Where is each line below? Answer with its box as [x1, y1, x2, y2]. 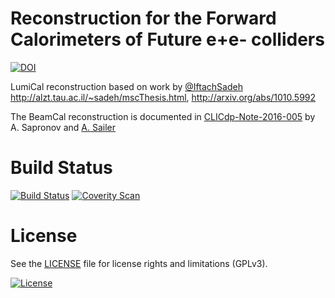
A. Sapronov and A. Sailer [10, 121, 117, 133]
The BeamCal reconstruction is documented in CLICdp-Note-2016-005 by [10, 110, 316, 122]
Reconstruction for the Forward [10, 7, 277, 30]
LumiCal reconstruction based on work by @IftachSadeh [10, 80, 243, 92]
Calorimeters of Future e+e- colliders [10, 28, 325, 51]
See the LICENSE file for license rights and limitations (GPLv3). [10, 257, 268, 269]
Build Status [10, 157, 113, 179]
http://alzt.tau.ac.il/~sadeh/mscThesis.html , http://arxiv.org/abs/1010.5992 [10, 91, 317, 103]
